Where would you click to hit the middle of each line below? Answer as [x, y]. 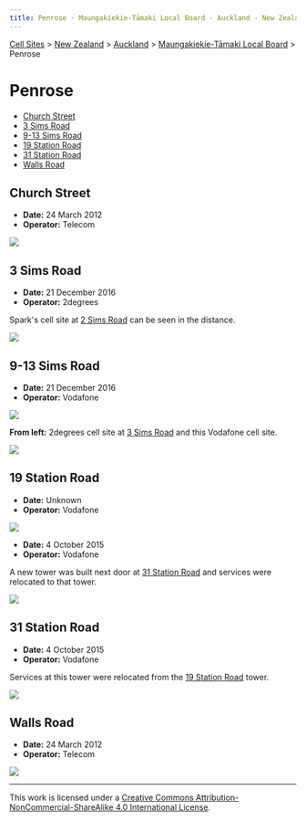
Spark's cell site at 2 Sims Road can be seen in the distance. [122, 320]
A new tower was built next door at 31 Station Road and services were [140, 572]
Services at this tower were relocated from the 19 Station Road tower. [139, 677]
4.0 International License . [163, 807]
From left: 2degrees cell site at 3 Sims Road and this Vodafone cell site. [143, 432]
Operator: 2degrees [60, 302]
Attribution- [217, 798]
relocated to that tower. [53, 582]
